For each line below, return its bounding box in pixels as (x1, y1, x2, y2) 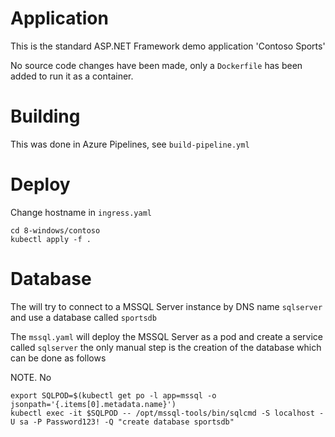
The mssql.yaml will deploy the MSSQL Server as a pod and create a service (10, 330, 323, 342)
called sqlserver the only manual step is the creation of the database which (10, 341, 322, 353)
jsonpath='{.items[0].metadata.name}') (10, 399, 177, 409)
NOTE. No (10, 371, 52, 383)
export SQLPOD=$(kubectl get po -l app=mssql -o (10, 390, 217, 401)
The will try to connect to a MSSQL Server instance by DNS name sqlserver (10, 300, 323, 312)
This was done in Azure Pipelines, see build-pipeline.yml (10, 138, 250, 150)
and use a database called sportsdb (10, 311, 157, 323)
